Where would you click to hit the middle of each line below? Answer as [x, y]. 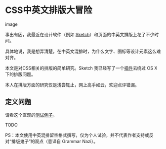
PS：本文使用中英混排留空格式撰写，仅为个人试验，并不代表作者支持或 [77, 135]
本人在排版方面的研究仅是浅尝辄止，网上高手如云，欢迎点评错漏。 [72, 84]
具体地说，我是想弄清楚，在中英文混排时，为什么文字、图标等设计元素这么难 [83, 51]
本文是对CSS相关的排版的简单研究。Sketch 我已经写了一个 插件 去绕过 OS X [81, 68]
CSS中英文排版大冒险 [49, 10]
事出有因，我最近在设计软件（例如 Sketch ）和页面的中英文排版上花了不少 [80, 34]
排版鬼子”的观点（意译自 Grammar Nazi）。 [55, 141]
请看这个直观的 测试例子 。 [31, 115]
